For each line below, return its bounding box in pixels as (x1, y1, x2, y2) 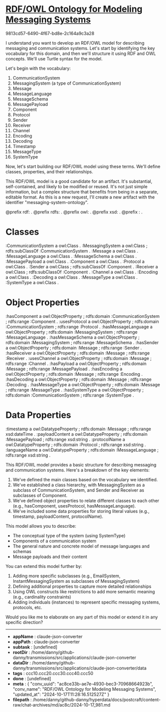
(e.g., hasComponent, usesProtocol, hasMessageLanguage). (12, 503, 136, 509)
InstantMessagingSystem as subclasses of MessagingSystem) (12, 578, 140, 584)
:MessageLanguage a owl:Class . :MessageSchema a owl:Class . (5, 253, 137, 259)
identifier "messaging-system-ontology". (5, 199, 89, 205)
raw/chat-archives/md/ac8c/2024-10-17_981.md (12, 702, 110, 708)
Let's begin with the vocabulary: (5, 65, 71, 71)
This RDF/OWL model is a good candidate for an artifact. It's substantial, (5, 178, 153, 184)
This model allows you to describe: (5, 523, 76, 529)
